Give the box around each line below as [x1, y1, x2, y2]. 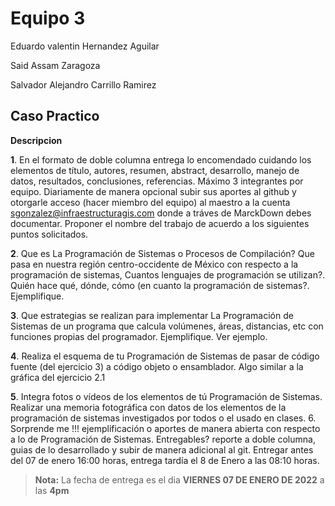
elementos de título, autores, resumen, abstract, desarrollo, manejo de [10, 164, 300, 176]
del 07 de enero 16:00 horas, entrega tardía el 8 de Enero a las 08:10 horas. [10, 454, 320, 466]
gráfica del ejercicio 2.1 [10, 371, 106, 383]
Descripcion [10, 134, 63, 146]
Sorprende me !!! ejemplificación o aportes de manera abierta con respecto [10, 422, 321, 434]
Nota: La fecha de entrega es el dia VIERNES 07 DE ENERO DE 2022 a [34, 473, 325, 486]
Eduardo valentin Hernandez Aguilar [10, 40, 160, 52]
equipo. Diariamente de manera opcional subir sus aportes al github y [10, 185, 297, 197]
